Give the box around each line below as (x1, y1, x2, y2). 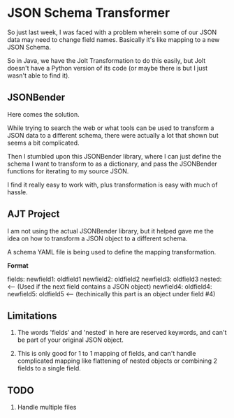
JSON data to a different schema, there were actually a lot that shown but (7, 131, 219, 139)
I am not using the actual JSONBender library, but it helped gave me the (7, 226, 214, 235)
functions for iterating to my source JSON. (7, 166, 129, 175)
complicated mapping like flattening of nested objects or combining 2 (17, 356, 218, 365)
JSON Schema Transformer (7, 5, 170, 21)
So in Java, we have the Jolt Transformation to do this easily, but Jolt (7, 56, 206, 64)
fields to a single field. (17, 364, 82, 373)
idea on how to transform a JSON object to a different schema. (7, 234, 188, 243)
